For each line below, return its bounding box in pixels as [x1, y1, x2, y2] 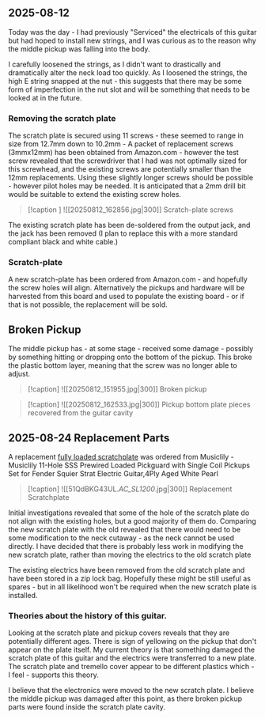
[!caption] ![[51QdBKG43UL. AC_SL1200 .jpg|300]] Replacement [27, 484, 233, 494]
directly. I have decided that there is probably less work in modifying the [8, 542, 244, 551]
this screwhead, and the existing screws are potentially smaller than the [8, 165, 242, 174]
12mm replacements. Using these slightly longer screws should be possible [8, 173, 254, 183]
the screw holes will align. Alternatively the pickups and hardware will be [8, 283, 245, 293]
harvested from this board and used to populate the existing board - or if [8, 292, 245, 301]
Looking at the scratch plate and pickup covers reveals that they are [8, 628, 230, 638]
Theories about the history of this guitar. [8, 610, 168, 621]
